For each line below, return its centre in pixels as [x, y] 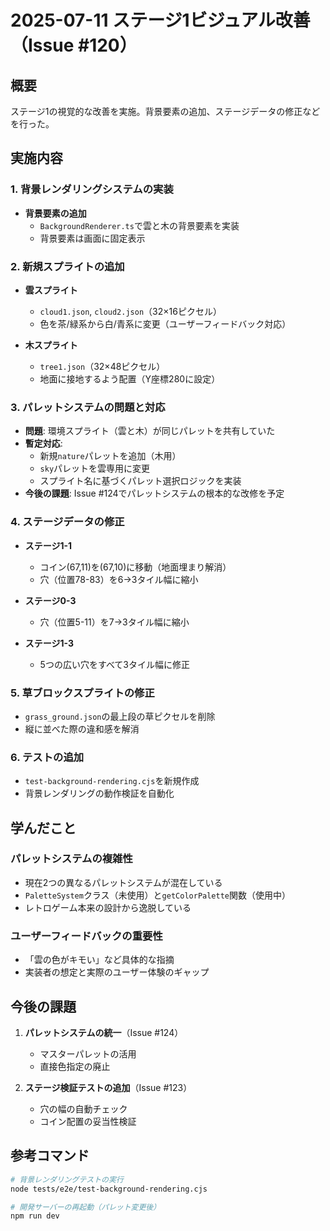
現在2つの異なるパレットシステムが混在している [123, 882]
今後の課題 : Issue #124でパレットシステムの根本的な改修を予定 [154, 493]
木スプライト [51, 345]
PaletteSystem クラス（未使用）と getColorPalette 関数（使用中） [157, 895]
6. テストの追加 [47, 757]
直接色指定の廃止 [75, 1066]
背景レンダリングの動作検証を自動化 [99, 793]
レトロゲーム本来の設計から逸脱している [108, 907]
